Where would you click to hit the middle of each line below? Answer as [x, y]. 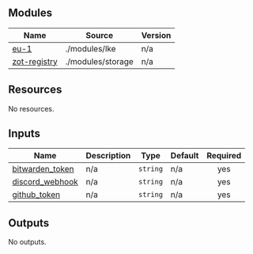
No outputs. [27, 242]
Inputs [25, 134]
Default [185, 156]
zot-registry [35, 61]
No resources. [31, 108]
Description [108, 156]
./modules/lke [91, 48]
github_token [36, 195]
